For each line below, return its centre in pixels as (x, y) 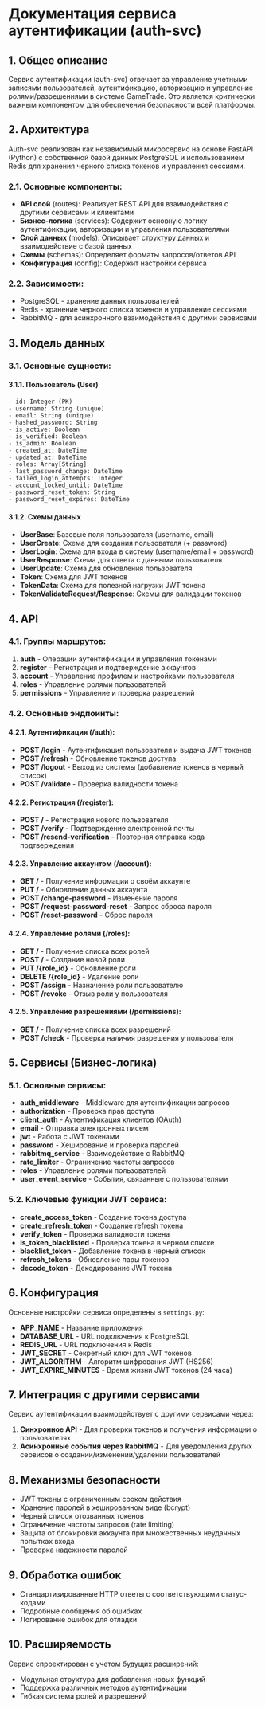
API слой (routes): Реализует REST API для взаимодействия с (124, 204)
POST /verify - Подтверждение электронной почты (107, 829)
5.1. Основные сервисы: (57, 1086)
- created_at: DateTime (48, 450)
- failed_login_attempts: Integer (66, 478)
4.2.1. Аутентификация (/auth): (62, 732)
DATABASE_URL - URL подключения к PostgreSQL (105, 1336)
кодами (33, 1602)
